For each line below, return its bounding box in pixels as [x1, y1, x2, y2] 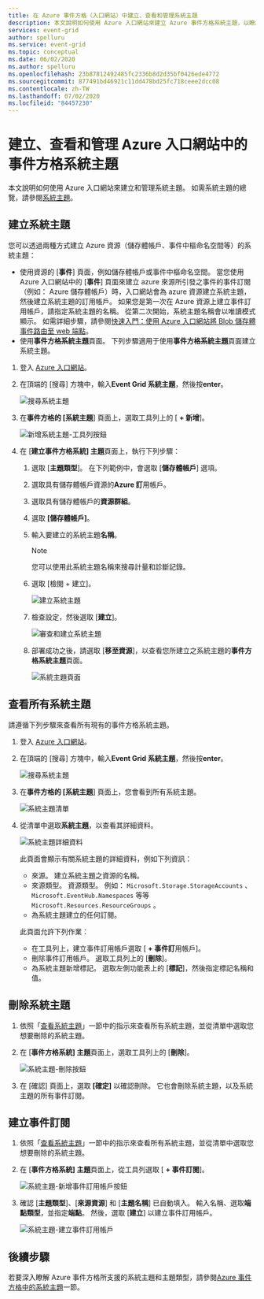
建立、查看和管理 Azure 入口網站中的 [8, 135, 248, 154]
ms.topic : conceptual [8, 48, 79, 56]
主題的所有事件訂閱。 [19, 1090, 89, 1100]
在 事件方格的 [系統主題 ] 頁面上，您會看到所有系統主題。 [19, 787, 201, 796]
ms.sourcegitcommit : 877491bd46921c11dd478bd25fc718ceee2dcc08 [8, 77, 220, 85]
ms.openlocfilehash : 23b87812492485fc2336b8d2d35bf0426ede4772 [8, 70, 220, 78]
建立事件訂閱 [8, 1115, 71, 1129]
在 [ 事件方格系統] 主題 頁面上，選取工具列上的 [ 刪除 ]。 [19, 1047, 194, 1056]
